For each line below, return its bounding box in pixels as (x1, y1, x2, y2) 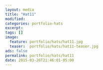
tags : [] (5, 30, 23, 35)
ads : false (5, 48, 28, 53)
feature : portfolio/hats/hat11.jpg (9, 39, 83, 44)
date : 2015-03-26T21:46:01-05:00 (5, 58, 74, 63)
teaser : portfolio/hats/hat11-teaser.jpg (9, 44, 99, 49)
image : (5, 35, 19, 40)
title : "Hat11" (5, 12, 37, 17)
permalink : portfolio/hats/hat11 (5, 53, 74, 58)
